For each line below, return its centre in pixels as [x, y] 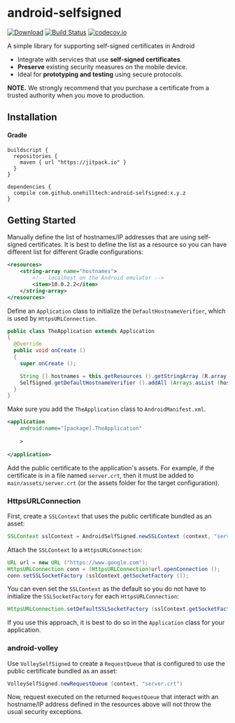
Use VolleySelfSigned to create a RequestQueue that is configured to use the [116, 664]
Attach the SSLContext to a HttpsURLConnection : [75, 549]
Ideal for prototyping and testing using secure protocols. [100, 74]
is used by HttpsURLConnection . [52, 318]
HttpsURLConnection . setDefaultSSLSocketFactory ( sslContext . [98, 609]
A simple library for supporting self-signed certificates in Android [101, 45]
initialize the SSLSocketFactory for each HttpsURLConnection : [93, 596]
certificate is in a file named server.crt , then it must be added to [101, 475]
